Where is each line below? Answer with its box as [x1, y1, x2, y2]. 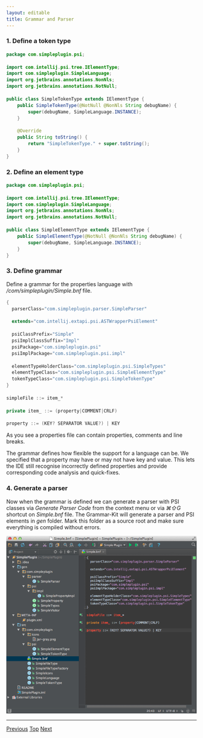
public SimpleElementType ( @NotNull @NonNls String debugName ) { [17, 233, 182, 239]
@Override [17, 128, 42, 134]
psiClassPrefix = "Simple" [11, 331, 74, 338]
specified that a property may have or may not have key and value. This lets [6, 456, 195, 463]
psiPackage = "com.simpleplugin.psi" [11, 344, 101, 350]
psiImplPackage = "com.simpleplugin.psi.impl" [11, 350, 126, 356]
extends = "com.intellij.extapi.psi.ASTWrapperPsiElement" [11, 318, 158, 325]
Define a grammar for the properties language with [6, 280, 133, 287]
